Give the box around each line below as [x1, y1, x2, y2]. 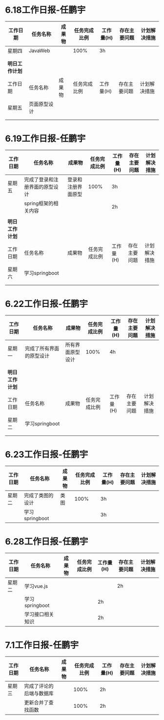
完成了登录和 [24, 176, 54, 183]
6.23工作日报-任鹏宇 [5, 449, 88, 460]
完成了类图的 [23, 492, 54, 499]
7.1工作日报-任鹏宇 [5, 639, 79, 651]
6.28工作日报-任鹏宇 [5, 536, 88, 547]
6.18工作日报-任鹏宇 [5, 4, 86, 16]
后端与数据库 [24, 690, 54, 697]
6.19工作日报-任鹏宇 [5, 133, 86, 144]
